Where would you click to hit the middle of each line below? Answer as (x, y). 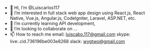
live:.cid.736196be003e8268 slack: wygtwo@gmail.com (67, 41)
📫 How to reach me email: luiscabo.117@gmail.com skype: (70, 34)
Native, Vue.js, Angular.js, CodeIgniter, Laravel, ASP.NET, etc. (73, 18)
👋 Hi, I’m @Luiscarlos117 (35, 8)
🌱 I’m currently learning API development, (53, 23)
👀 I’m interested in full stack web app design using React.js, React (77, 13)
